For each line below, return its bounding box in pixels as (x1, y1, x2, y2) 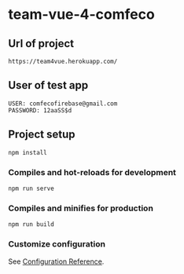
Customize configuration (8, 239, 106, 250)
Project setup (8, 128, 76, 141)
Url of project (8, 37, 75, 50)
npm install (8, 148, 47, 156)
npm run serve (8, 184, 55, 192)
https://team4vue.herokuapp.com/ (8, 57, 118, 65)
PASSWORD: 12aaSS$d (8, 106, 72, 115)
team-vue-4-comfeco (8, 5, 155, 24)
